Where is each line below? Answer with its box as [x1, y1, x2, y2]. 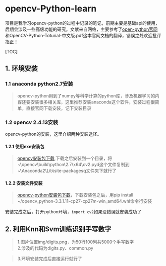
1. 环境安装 [5, 64, 38, 73]
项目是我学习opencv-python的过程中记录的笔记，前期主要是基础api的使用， [5, 20, 160, 26]
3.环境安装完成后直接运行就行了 [17, 256, 83, 262]
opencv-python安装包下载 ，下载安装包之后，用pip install [17, 192, 134, 198]
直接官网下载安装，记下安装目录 [26, 105, 92, 111]
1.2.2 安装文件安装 [5, 180, 43, 186]
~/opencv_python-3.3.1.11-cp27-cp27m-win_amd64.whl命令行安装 [17, 198, 152, 204]
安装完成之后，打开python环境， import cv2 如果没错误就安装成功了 [5, 209, 142, 215]
